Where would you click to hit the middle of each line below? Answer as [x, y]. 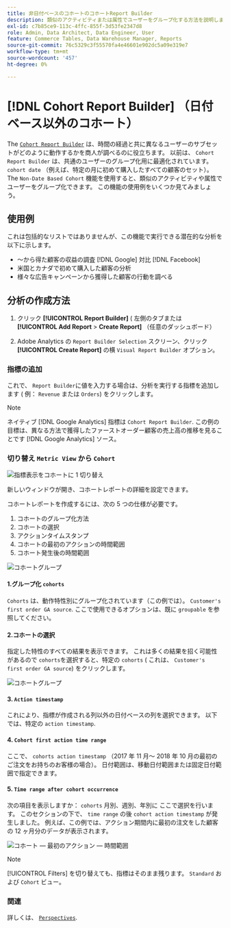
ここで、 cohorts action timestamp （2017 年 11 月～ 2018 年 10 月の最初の [112, 756]
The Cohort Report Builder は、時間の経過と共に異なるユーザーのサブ [106, 144]
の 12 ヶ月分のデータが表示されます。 [60, 831]
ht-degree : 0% [27, 64]
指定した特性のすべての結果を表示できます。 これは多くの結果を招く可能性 [112, 651]
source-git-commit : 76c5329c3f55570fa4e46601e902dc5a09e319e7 [98, 45]
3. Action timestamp [35, 699]
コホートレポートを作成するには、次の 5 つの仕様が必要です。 [94, 503]
